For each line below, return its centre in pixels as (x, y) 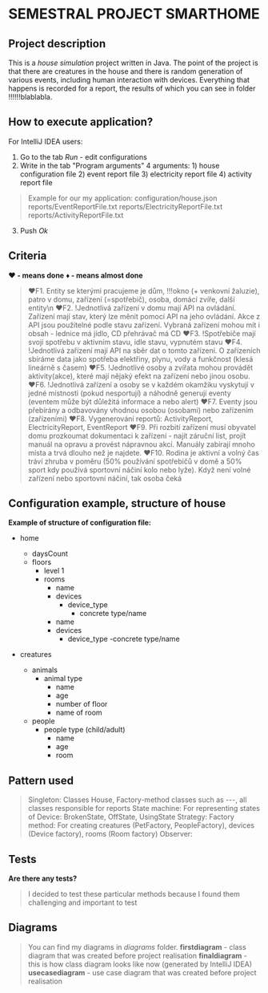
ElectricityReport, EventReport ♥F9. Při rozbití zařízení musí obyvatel (142, 427)
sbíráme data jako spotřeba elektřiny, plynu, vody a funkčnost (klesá (140, 359)
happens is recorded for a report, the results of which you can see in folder (132, 88)
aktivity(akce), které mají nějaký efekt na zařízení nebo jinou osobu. (139, 376)
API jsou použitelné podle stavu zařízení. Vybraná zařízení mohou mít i (144, 325)
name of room (79, 713)
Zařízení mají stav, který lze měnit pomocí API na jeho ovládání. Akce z (144, 316)
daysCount (50, 553)
